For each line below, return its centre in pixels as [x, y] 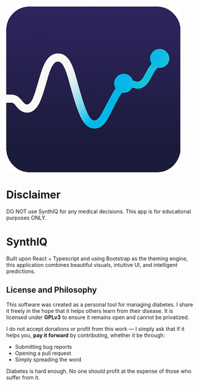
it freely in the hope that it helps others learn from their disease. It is [90, 311]
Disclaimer [33, 195]
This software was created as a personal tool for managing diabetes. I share [99, 304]
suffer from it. [23, 377]
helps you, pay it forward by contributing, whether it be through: [86, 335]
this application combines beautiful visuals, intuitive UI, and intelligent [92, 265]
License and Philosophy [52, 290]
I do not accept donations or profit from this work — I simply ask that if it [95, 329]
